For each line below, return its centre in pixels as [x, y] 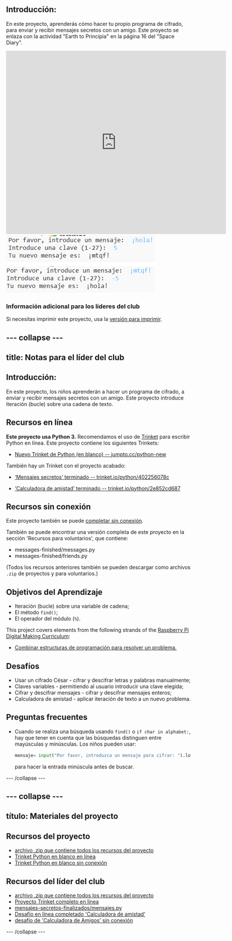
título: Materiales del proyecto [62, 816]
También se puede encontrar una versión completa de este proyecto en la [95, 532]
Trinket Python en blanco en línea [55, 857]
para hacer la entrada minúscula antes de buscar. [74, 766]
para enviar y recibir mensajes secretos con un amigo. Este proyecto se [93, 30]
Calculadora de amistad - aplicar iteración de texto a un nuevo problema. [103, 699]
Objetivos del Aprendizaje [54, 592]
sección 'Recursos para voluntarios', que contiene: [67, 539]
